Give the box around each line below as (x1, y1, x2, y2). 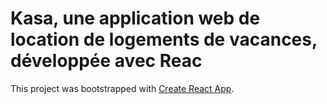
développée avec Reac (10, 50, 203, 72)
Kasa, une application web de (10, 7, 261, 30)
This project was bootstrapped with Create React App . (10, 82, 235, 94)
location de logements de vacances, (10, 28, 318, 51)
